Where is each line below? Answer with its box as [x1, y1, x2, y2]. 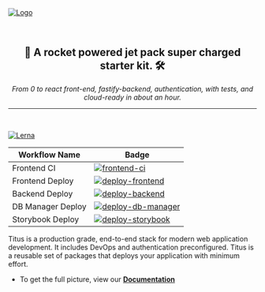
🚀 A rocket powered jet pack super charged [24, 46, 241, 59]
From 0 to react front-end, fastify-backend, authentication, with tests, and [11, 84, 254, 93]
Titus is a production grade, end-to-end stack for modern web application [8, 234, 248, 243]
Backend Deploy [12, 188, 73, 199]
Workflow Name [18, 149, 80, 160]
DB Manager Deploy [12, 200, 87, 212]
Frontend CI [12, 163, 56, 174]
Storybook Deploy [12, 214, 80, 225]
